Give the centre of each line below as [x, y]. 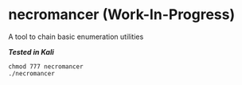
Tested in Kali [31, 52]
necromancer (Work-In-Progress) [122, 15]
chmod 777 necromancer [46, 66]
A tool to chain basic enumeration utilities [76, 37]
